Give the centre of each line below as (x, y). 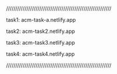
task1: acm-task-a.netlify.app (41, 20)
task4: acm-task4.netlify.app (40, 54)
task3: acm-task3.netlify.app (40, 43)
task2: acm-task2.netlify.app (41, 31)
